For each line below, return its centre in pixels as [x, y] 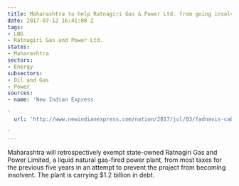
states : [19, 47]
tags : [15, 27]
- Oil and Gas [28, 80]
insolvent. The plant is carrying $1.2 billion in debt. [81, 175]
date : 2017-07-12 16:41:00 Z [51, 21]
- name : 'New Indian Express [51, 100]
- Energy [20, 67]
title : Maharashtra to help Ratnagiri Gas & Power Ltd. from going [110, 14]
